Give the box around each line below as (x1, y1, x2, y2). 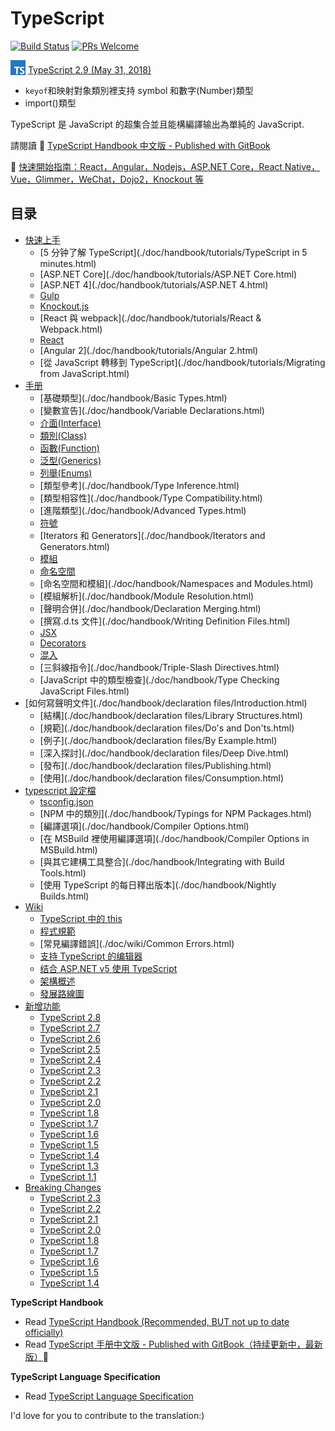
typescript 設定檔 (24, 784, 97, 796)
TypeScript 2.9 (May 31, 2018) (27, 63, 152, 76)
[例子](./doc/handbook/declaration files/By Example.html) (39, 734, 278, 746)
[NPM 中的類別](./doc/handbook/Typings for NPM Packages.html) (39, 807, 312, 819)
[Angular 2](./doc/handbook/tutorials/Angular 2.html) (39, 344, 259, 356)
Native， (284, 160, 320, 172)
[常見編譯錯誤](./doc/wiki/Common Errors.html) (39, 937, 235, 949)
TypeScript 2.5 (39, 1043, 101, 1055)
